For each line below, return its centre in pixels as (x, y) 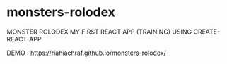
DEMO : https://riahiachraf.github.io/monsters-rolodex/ (87, 53)
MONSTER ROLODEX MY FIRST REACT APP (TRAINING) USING (99, 32)
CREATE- (207, 32)
